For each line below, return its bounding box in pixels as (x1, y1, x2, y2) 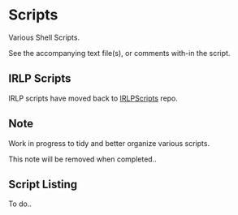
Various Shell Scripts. (8, 32, 80, 42)
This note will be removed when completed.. (8, 154, 157, 164)
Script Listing (8, 177, 78, 191)
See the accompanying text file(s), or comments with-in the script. (8, 48, 231, 58)
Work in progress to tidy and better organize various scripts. (8, 138, 210, 148)
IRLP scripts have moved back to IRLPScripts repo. (8, 93, 179, 103)
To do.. (8, 199, 32, 209)
